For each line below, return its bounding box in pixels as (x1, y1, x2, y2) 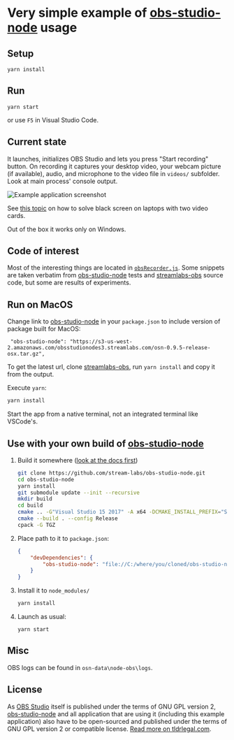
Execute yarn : (7, 384, 47, 392)
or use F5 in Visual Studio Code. (7, 115, 99, 124)
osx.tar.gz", (7, 351, 45, 358)
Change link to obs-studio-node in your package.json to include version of (7, 317, 221, 326)
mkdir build (17, 495, 52, 502)
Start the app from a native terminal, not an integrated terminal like (7, 410, 198, 419)
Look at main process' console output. (7, 177, 118, 185)
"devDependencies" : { (30, 554, 93, 561)
